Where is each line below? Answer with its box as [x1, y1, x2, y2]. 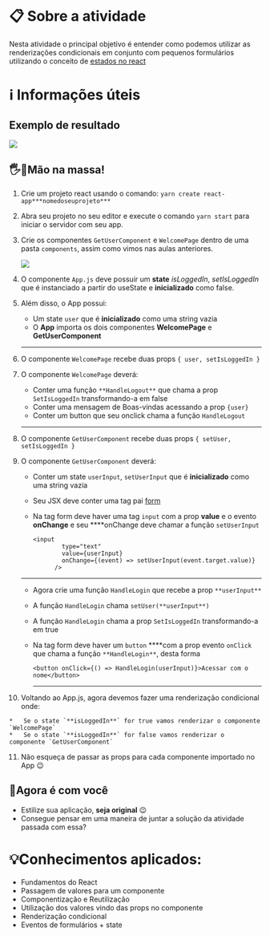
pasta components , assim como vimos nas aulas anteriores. [20, 243, 213, 253]
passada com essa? [20, 822, 87, 832]
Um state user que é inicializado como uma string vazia [32, 314, 218, 323]
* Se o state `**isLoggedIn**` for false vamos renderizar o [9, 731, 225, 739]
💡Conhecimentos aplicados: [9, 850, 203, 868]
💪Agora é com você [9, 784, 109, 797]
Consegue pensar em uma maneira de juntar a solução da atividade [20, 813, 244, 823]
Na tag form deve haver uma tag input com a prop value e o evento [32, 511, 257, 521]
